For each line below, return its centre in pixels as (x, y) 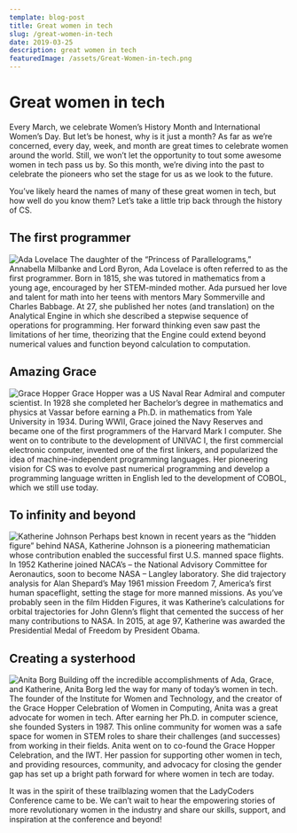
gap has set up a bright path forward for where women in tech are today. (142, 774)
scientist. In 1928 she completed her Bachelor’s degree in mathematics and (146, 402)
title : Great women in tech (61, 26)
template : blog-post (47, 17)
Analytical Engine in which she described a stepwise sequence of (129, 315)
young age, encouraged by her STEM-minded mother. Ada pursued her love (148, 287)
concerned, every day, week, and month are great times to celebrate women (149, 145)
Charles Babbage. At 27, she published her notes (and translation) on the (142, 306)
